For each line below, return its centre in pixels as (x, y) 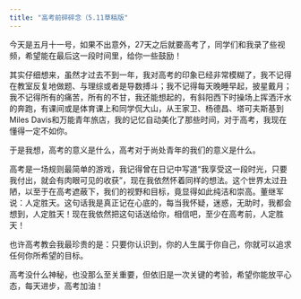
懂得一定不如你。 (41, 130)
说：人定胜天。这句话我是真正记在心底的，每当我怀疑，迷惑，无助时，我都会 (150, 202)
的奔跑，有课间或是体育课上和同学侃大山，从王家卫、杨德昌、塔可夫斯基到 (146, 108)
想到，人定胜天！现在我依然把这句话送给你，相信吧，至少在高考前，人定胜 (146, 214)
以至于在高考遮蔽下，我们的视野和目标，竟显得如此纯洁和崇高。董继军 (154, 191)
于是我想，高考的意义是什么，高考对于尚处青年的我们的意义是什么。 (135, 150)
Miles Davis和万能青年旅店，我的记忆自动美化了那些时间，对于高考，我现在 (148, 119)
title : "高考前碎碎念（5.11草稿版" (69, 18)
